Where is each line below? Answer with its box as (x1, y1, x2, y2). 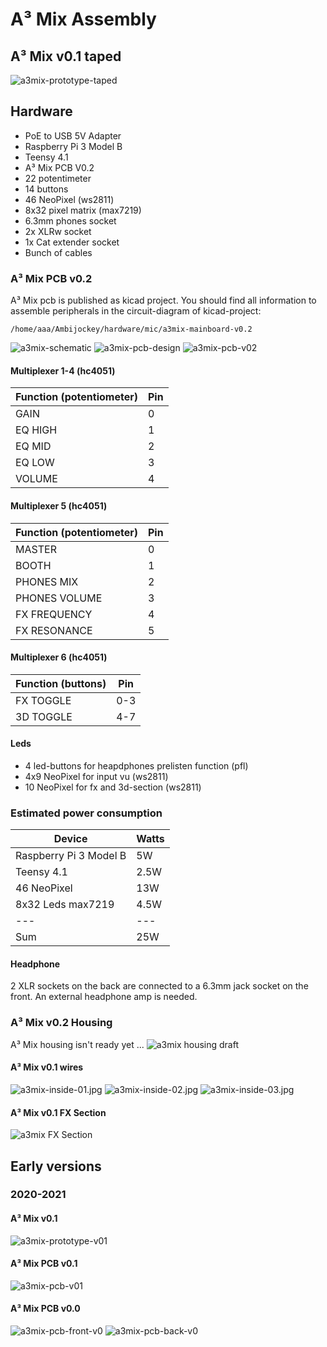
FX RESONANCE (15, 623, 93, 637)
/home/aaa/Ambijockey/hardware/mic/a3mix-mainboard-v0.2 (10, 324, 253, 335)
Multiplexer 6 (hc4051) (10, 651, 108, 663)
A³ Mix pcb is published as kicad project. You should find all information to (10, 294, 317, 307)
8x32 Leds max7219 (15, 898, 115, 912)
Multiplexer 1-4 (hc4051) (10, 364, 116, 377)
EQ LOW (15, 456, 55, 470)
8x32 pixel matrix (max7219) (24, 204, 142, 216)
